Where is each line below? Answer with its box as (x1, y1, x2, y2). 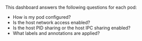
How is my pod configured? (12, 14, 71, 20)
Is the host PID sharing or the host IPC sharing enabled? (12, 25, 131, 31)
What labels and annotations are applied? (12, 30, 100, 36)
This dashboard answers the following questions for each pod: (5, 5, 137, 10)
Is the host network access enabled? (12, 20, 90, 25)
